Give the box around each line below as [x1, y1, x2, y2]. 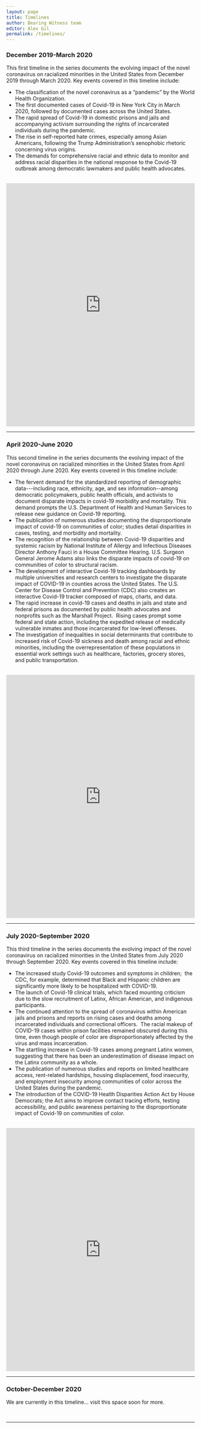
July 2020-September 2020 [6, 932, 90, 940]
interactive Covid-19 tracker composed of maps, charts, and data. [14, 593, 178, 600]
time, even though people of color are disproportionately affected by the [14, 1033, 193, 1040]
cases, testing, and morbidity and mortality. [14, 529, 123, 536]
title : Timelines [6, 14, 50, 20]
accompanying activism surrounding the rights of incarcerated [14, 120, 169, 128]
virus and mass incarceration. [14, 1040, 89, 1047]
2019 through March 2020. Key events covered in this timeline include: [6, 77, 180, 84]
